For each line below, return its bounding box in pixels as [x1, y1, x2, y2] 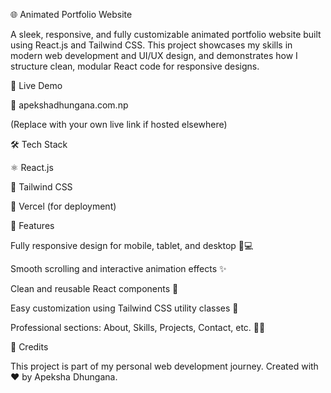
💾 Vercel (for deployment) [10, 200, 117, 212]
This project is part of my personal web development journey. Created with [10, 360, 319, 372]
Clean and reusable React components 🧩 [10, 283, 179, 294]
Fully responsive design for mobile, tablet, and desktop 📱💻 [10, 240, 254, 251]
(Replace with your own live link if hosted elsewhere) [10, 119, 228, 130]
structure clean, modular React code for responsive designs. [10, 60, 260, 72]
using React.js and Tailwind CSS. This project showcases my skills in [10, 39, 293, 51]
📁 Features [10, 220, 55, 231]
